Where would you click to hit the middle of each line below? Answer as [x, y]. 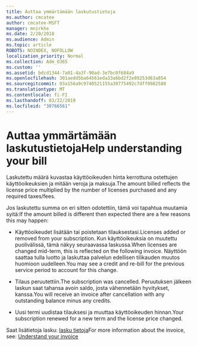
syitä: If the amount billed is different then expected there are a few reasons [98, 214]
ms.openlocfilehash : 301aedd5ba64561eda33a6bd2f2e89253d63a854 [86, 78]
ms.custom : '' [24, 67]
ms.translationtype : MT [36, 89]
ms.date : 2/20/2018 [30, 34]
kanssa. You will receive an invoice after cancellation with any [90, 294]
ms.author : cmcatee [30, 17]
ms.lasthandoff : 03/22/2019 [41, 100]
